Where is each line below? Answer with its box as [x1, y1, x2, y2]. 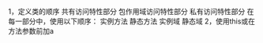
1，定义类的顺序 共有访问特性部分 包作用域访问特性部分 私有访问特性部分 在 [8, 7, 254, 16]
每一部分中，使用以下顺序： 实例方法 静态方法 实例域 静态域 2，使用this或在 [8, 16, 255, 26]
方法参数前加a [8, 27, 54, 35]
